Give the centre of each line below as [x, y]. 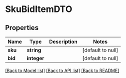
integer [36, 58]
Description [63, 42]
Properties [22, 28]
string [34, 50]
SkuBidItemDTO [39, 9]
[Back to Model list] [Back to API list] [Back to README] [62, 70]
